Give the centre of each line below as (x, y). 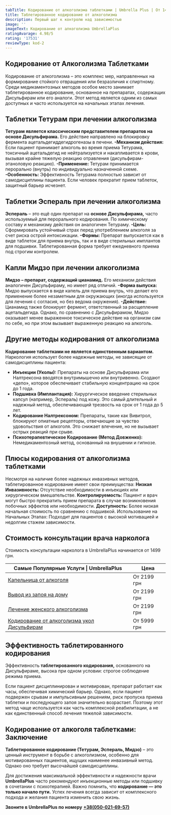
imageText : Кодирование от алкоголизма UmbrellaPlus (62, 29)
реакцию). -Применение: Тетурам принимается (86, 164)
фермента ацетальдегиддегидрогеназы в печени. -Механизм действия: (84, 142)
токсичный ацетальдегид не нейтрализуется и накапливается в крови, (82, 153)
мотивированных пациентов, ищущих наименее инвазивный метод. (79, 760)
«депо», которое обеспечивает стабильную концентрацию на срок (86, 383)
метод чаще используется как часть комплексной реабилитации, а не (82, 708)
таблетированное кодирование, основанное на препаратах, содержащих (85, 92)
